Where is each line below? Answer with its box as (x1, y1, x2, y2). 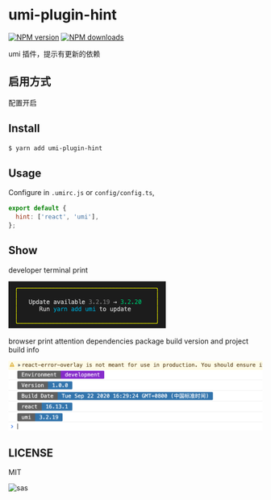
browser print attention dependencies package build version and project (8, 336, 248, 346)
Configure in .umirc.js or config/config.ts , (8, 188, 155, 198)
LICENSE (8, 446, 54, 460)
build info (8, 344, 40, 354)
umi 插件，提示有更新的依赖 (8, 48, 101, 58)
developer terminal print (8, 265, 89, 275)
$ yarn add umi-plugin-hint (8, 144, 103, 152)
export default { (8, 204, 67, 213)
